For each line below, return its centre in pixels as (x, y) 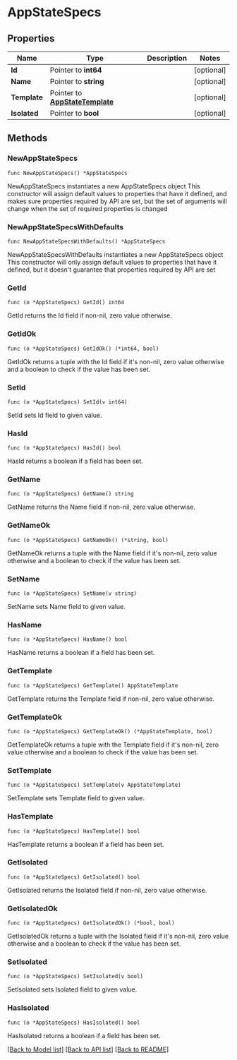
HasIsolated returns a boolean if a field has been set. (84, 1035)
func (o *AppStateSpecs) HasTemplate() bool (74, 831)
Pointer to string (77, 82)
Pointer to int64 (76, 70)
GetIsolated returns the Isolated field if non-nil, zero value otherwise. (107, 890)
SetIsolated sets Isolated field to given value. (72, 989)
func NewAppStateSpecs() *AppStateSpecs (68, 173)
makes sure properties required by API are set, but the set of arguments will (117, 201)
